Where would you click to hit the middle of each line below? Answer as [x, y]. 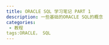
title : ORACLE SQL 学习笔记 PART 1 [49, 11]
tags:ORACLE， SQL [29, 33]
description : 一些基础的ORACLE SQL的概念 [54, 17]
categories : [21, 22]
